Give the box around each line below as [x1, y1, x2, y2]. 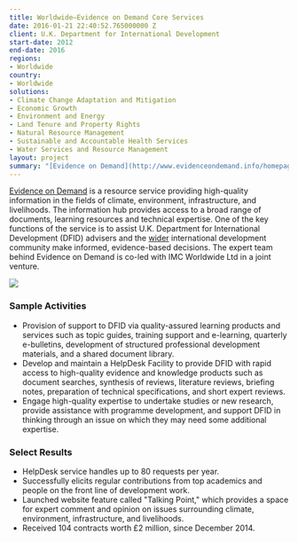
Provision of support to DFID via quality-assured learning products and [21, 320, 281, 331]
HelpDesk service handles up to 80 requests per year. [21, 466, 220, 476]
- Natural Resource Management [9, 129, 125, 137]
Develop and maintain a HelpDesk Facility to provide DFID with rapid [21, 357, 272, 368]
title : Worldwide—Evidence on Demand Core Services [9, 12, 204, 22]
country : [9, 71, 42, 80]
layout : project [9, 153, 69, 162]
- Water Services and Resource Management [9, 145, 169, 153]
